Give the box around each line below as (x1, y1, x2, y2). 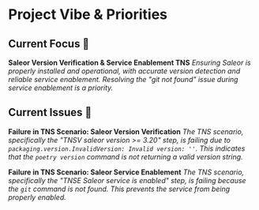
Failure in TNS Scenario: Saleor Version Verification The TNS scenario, (8, 126, 244, 136)
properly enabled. (8, 192, 66, 202)
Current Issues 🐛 (8, 106, 92, 119)
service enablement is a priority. (8, 83, 114, 92)
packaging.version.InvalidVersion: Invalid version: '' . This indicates (8, 144, 246, 153)
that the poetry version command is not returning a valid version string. (8, 152, 243, 161)
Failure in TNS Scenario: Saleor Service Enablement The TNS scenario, (8, 167, 245, 177)
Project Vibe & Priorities (8, 6, 168, 24)
